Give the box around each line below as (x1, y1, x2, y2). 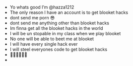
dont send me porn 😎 (9, 15, 55, 20)
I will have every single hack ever (9, 41, 78, 47)
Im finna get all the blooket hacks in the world (9, 25, 103, 31)
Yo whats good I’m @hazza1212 (9, 4, 74, 10)
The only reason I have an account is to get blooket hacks (9, 9, 128, 15)
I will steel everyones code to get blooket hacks (9, 47, 108, 52)
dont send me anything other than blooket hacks (9, 20, 109, 26)
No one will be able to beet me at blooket (9, 36, 94, 42)
